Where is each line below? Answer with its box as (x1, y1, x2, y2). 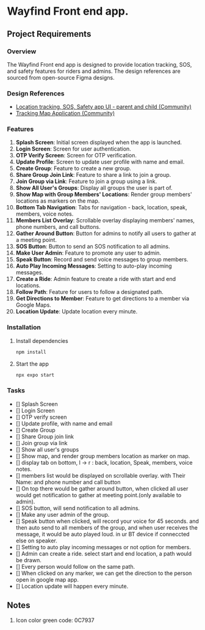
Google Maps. (15, 301, 51, 309)
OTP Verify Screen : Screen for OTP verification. (15, 152, 137, 159)
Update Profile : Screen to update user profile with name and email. (15, 158, 185, 166)
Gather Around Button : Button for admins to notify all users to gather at (15, 230, 196, 237)
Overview (7, 47, 37, 56)
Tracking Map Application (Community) (15, 110, 115, 117)
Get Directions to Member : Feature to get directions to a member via (15, 295, 190, 302)
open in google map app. (15, 576, 79, 583)
